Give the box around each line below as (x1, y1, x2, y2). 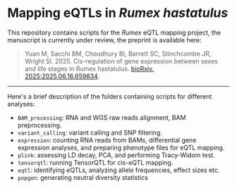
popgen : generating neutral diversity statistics (17, 173, 148, 181)
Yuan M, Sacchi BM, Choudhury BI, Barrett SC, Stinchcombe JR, (24, 49, 212, 58)
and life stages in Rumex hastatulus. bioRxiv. (24, 64, 154, 73)
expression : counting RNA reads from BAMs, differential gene (17, 135, 197, 144)
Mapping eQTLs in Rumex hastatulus (7, 5, 229, 21)
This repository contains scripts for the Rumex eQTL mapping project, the (7, 28, 221, 37)
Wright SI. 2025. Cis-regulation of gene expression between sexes (24, 56, 219, 65)
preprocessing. (17, 121, 62, 129)
